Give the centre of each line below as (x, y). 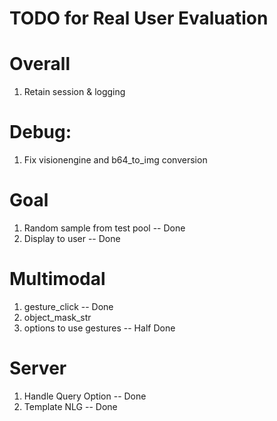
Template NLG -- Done (70, 406)
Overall (40, 64)
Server (38, 368)
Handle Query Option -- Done (85, 396)
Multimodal (57, 279)
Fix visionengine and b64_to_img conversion (115, 160)
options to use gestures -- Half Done (99, 328)
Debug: (40, 132)
